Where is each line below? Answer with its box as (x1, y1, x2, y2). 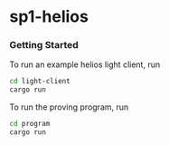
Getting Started (9, 39, 79, 52)
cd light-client (9, 77, 70, 86)
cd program (9, 120, 51, 129)
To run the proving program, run (9, 102, 129, 112)
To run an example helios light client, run (9, 59, 161, 70)
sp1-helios (9, 6, 89, 27)
